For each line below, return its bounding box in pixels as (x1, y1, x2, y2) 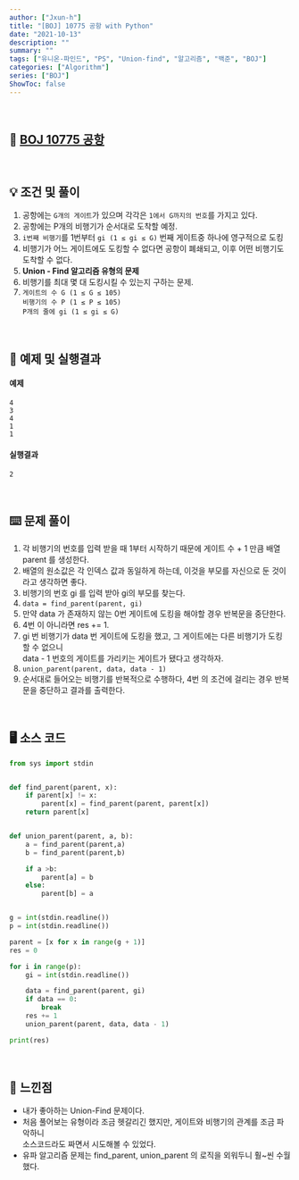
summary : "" (9, 46, 54, 55)
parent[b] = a (41, 890, 94, 899)
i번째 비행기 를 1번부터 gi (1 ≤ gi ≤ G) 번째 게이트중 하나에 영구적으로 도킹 (21, 232, 284, 243)
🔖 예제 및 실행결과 (9, 351, 101, 366)
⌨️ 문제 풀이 (9, 514, 71, 529)
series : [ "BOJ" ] (9, 71, 70, 80)
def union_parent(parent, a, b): (9, 832, 134, 841)
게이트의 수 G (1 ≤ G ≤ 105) (21, 289, 122, 297)
